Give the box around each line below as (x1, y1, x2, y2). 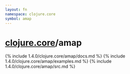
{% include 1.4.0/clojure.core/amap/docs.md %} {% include (5, 53, 126, 59)
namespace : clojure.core (5, 12, 56, 17)
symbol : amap (5, 16, 32, 21)
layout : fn (5, 7, 27, 12)
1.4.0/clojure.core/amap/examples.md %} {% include (5, 58, 112, 64)
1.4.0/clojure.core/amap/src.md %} (5, 64, 76, 70)
